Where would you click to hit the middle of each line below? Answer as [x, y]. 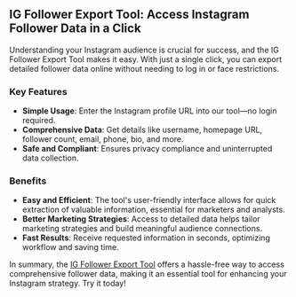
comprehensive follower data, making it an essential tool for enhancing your [148, 274]
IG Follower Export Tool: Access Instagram [129, 15]
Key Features [39, 91]
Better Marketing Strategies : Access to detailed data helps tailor [141, 219]
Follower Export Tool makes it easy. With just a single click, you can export [146, 59]
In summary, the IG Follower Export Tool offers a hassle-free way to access [147, 264]
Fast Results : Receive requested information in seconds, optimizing [146, 238]
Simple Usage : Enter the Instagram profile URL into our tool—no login [149, 111]
